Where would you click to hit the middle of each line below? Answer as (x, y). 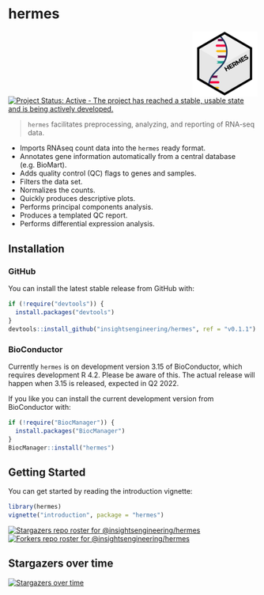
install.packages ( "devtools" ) (65, 313)
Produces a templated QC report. (74, 215)
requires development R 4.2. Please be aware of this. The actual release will (132, 375)
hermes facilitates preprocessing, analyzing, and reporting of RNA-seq (141, 124)
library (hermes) (35, 507)
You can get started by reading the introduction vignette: (100, 491)
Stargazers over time (61, 564)
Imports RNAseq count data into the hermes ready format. (112, 148)
